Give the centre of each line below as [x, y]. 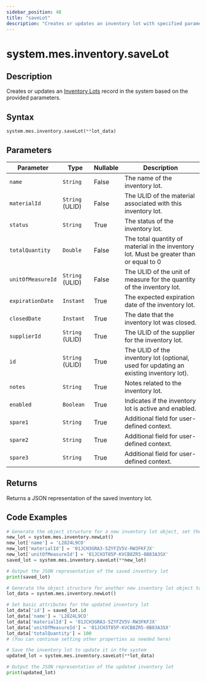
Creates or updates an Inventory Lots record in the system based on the [97, 91]
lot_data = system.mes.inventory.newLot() [61, 594]
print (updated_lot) [31, 673]
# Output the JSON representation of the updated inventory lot [90, 667]
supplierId [25, 336]
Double [72, 250]
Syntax [20, 117]
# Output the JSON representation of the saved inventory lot [87, 571]
